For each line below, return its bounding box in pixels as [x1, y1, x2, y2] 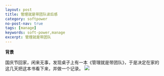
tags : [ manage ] [5, 26, 37, 31]
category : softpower [5, 16, 48, 21]
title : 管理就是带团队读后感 [5, 12, 58, 17]
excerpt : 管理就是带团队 [5, 35, 51, 40]
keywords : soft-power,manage [5, 30, 65, 35]
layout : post [5, 7, 32, 12]
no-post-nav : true [5, 21, 43, 26]
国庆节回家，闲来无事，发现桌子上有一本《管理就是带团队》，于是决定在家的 [5, 59, 160, 65]
